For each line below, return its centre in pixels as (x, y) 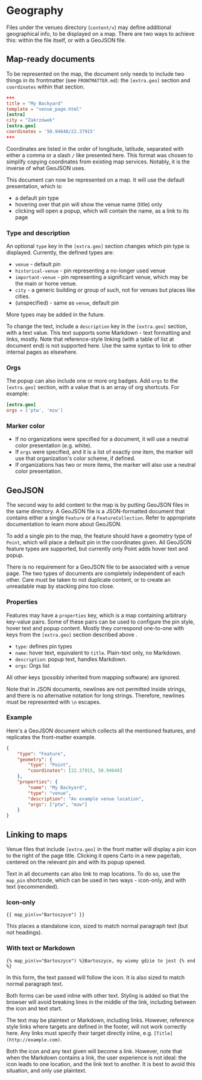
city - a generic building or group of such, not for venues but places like (105, 290)
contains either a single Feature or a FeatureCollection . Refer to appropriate (101, 518)
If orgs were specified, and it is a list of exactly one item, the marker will (104, 452)
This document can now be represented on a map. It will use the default (96, 180)
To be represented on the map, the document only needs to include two (96, 74)
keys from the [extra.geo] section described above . (72, 634)
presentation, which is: (34, 186)
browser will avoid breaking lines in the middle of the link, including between (101, 1002)
